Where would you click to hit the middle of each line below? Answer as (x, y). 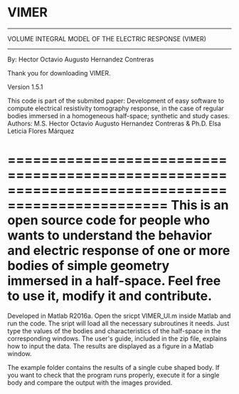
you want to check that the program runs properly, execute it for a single (113, 375)
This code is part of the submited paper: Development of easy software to (116, 100)
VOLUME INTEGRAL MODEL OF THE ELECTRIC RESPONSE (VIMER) (107, 38)
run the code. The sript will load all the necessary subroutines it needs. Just (118, 323)
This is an (200, 206)
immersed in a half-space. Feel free (114, 281)
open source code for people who (109, 221)
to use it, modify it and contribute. (110, 296)
